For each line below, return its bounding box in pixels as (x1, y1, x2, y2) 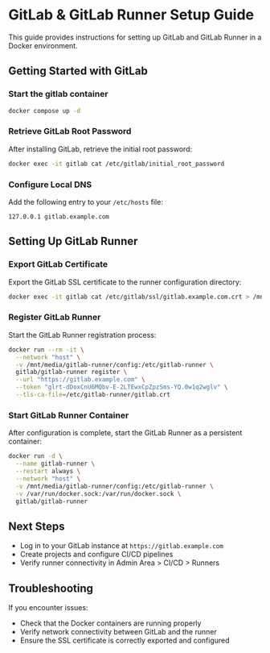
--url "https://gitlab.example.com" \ (15, 376, 146, 384)
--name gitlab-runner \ (15, 460, 95, 468)
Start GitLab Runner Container (8, 410, 129, 421)
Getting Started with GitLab (8, 64, 149, 78)
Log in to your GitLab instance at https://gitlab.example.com (19, 541, 223, 551)
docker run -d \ (8, 452, 63, 460)
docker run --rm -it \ (8, 345, 84, 354)
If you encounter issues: (8, 603, 88, 612)
